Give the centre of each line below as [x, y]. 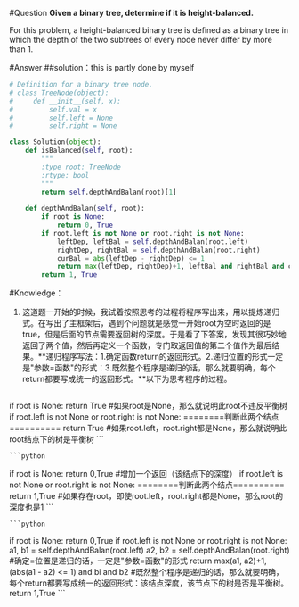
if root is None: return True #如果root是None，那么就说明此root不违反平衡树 [148, 406]
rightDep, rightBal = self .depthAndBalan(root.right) [158, 250]
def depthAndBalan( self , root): [85, 209]
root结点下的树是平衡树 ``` [57, 439]
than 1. [21, 49]
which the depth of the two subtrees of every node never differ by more [141, 40]
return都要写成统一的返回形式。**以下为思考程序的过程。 [127, 379]
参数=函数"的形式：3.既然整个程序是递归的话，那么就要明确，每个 [155, 368]
